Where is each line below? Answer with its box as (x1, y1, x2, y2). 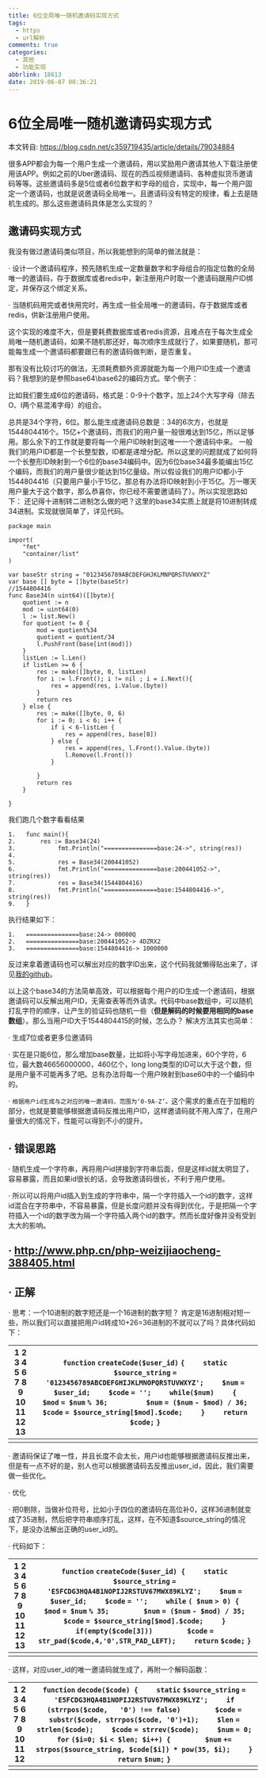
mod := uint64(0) (22, 606, 80, 614)
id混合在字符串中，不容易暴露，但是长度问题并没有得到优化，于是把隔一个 (8, 1201, 250, 1210)
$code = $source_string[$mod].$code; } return (42, 1408, 248, 1417)
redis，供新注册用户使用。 (8, 310, 94, 320)
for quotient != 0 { (22, 619, 90, 627)
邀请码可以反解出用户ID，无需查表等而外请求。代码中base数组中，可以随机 (8, 996, 253, 1006)
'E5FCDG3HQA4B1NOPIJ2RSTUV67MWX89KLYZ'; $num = (47, 1587, 243, 1596)
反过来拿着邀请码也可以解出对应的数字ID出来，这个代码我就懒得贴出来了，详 (8, 960, 258, 969)
